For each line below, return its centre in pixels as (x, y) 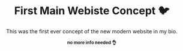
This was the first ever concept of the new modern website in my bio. (92, 31)
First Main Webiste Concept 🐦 (92, 11)
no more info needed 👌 (92, 42)
